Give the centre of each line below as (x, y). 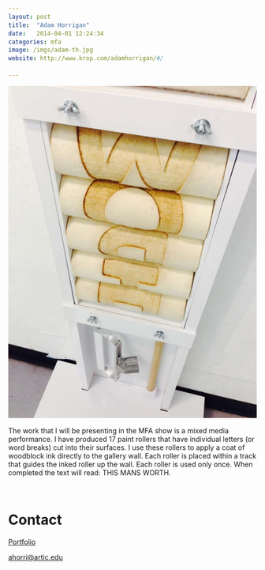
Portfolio (22, 542)
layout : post (30, 17)
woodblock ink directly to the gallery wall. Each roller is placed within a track (132, 455)
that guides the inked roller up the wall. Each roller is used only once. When (131, 464)
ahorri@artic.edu (35, 557)
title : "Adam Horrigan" (49, 25)
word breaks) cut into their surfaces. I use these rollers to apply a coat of (127, 447)
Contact (35, 520)
